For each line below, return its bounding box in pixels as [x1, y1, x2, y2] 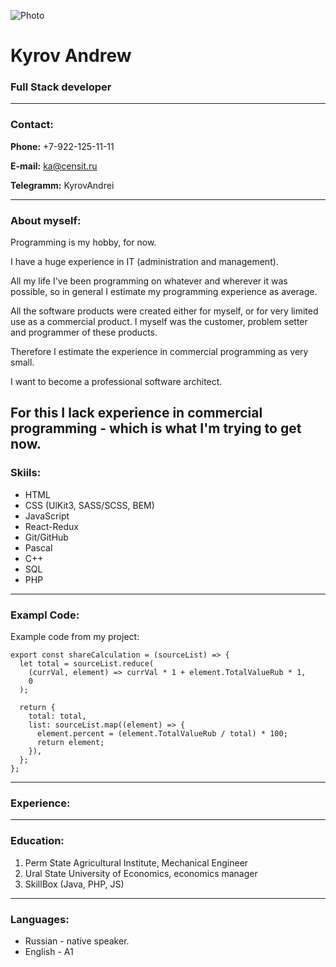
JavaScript [24, 510, 70, 522]
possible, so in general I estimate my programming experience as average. [10, 286, 318, 298]
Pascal [24, 541, 53, 554]
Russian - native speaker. [24, 935, 130, 947]
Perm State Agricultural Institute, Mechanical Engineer [24, 856, 249, 869]
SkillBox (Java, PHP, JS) [24, 878, 125, 890]
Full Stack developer [10, 80, 112, 94]
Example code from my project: [10, 631, 140, 643]
